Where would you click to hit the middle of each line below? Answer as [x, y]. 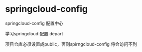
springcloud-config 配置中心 [34, 23]
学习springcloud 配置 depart [34, 33]
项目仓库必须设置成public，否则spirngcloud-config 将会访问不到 [71, 44]
